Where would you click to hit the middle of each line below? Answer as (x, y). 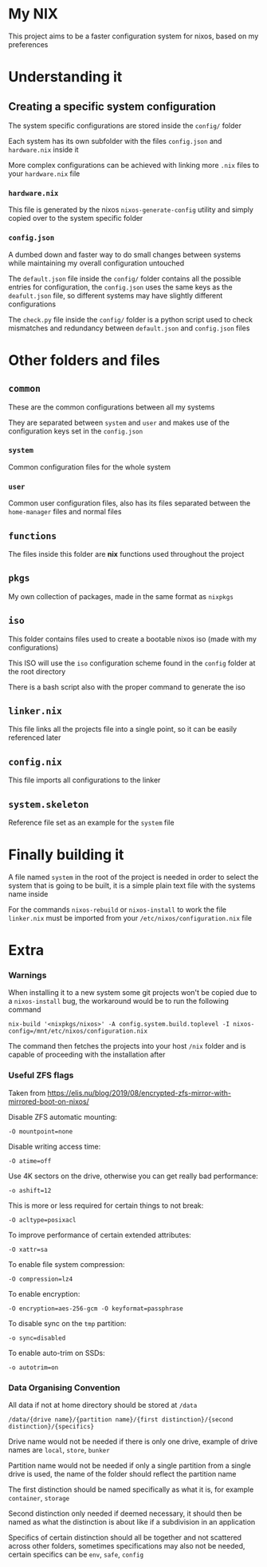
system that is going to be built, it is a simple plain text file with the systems (132, 885)
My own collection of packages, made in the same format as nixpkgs (121, 596)
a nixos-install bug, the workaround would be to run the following (119, 1001)
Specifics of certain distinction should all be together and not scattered (125, 1537)
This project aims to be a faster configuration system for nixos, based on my (133, 36)
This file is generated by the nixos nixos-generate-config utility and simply (131, 210)
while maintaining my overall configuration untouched (96, 263)
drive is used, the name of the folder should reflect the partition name (122, 1474)
